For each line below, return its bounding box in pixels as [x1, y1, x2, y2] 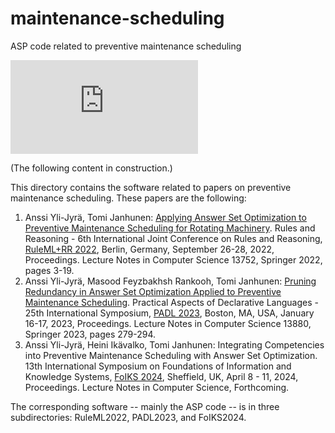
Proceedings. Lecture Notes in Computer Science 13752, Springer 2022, [24, 253, 323, 266]
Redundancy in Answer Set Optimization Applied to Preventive [24, 285, 282, 297]
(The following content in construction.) [10, 162, 173, 174]
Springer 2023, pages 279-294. [24, 328, 157, 340]
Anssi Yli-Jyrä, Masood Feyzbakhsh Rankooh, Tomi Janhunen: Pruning [24, 275, 317, 287]
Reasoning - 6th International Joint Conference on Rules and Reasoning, [24, 232, 323, 244]
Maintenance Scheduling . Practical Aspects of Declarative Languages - [24, 296, 319, 308]
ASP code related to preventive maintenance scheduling [10, 40, 242, 52]
